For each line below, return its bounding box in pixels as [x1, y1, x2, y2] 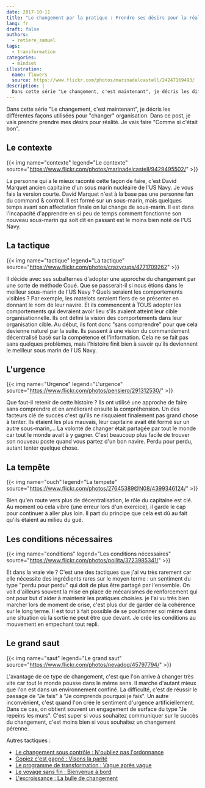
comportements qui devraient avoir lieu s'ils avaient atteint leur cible [6, 307, 178, 315]
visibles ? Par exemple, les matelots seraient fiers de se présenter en [6, 294, 179, 302]
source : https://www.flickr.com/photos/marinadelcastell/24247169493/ [12, 77, 195, 83]
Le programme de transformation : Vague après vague [15, 761, 152, 768]
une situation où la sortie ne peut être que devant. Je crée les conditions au [6, 614, 196, 621]
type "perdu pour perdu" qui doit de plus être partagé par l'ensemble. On [6, 581, 190, 589]
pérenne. [6, 724, 29, 732]
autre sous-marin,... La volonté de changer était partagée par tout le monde [6, 425, 196, 432]
